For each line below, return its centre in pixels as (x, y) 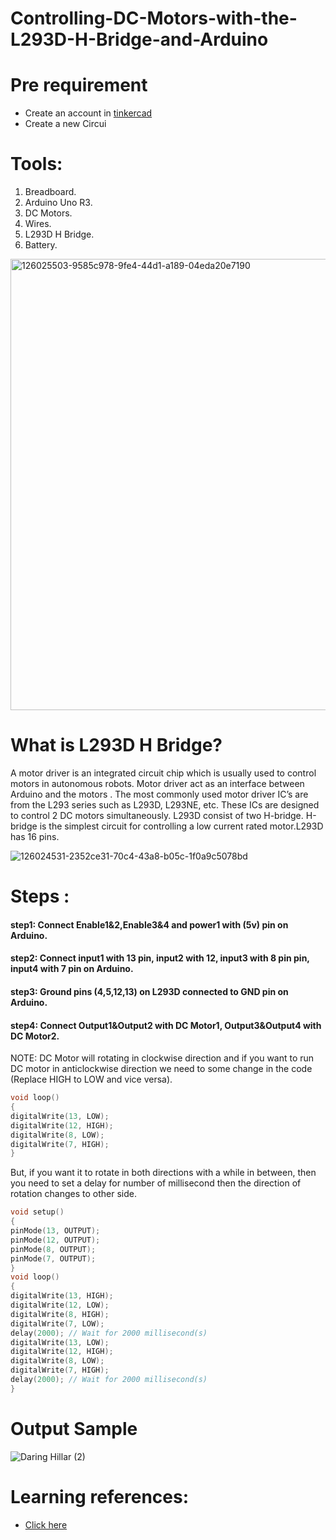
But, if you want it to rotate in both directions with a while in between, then (163, 1173)
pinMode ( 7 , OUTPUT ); (53, 1258)
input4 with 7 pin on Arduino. (72, 969)
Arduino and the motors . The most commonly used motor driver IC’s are (159, 794)
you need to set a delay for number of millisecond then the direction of (156, 1183)
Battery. (41, 245)
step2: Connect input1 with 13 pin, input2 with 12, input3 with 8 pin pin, (160, 958)
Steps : (40, 896)
